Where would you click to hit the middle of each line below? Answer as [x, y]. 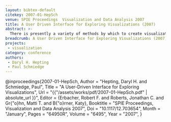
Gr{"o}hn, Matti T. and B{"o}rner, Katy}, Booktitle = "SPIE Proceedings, [79, 103]
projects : [16, 43]
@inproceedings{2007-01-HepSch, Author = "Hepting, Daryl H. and [76, 82]
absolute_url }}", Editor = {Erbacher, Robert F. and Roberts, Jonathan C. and [85, 98]
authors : [15, 57]
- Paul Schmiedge [26, 67]
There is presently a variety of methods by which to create [76, 34]
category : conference [28, 53]
